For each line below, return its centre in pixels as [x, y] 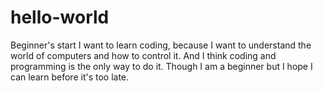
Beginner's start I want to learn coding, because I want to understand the [161, 45]
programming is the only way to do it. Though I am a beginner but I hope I [161, 66]
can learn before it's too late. [70, 77]
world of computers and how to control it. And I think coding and [143, 55]
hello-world [60, 17]
